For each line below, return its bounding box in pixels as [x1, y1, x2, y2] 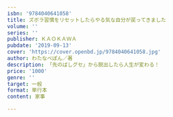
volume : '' [7, 23, 38, 30]
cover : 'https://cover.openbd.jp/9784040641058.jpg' [7, 49, 161, 56]
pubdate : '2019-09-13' [7, 42, 72, 49]
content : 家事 [7, 94, 46, 100]
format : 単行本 [7, 87, 47, 94]
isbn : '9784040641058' [7, 10, 72, 17]
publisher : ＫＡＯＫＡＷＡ [7, 36, 78, 43]
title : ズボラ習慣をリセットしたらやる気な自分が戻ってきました [7, 17, 167, 23]
